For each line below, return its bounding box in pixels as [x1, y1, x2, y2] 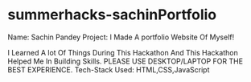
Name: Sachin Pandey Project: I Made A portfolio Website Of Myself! [7, 32, 235, 42]
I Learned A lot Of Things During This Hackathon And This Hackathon [7, 47, 238, 57]
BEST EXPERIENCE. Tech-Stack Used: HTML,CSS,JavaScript [7, 64, 210, 74]
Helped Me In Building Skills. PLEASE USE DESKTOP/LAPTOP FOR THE [7, 56, 243, 66]
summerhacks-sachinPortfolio [7, 6, 217, 24]
